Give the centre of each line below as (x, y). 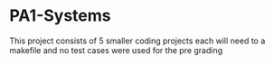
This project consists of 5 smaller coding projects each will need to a (137, 41)
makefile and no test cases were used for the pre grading (116, 50)
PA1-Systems (60, 16)
